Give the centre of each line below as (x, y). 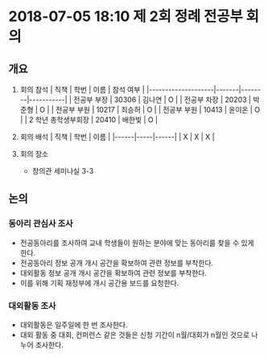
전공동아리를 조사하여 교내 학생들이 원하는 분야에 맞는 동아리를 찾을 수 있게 (137, 243)
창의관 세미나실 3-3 (63, 171)
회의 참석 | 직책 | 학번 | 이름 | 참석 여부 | (82, 90)
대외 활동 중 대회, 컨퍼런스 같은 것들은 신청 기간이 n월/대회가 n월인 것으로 (135, 334)
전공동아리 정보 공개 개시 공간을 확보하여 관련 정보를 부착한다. (117, 263)
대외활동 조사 (32, 306)
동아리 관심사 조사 (41, 224)
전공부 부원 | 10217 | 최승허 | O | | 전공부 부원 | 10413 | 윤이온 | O (157, 110)
